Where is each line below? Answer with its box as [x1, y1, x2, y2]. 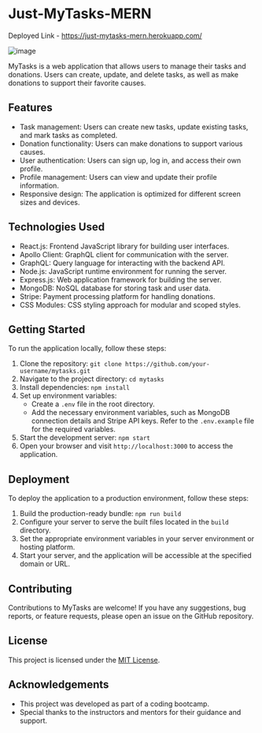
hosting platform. [19, 542, 76, 552]
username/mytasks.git [19, 368, 90, 376]
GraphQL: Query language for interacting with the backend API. [19, 258, 226, 267]
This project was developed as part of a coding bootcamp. [19, 699, 210, 709]
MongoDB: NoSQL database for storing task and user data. [19, 283, 211, 293]
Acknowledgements [8, 678, 109, 691]
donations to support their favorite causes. [8, 78, 146, 88]
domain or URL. [19, 559, 71, 569]
